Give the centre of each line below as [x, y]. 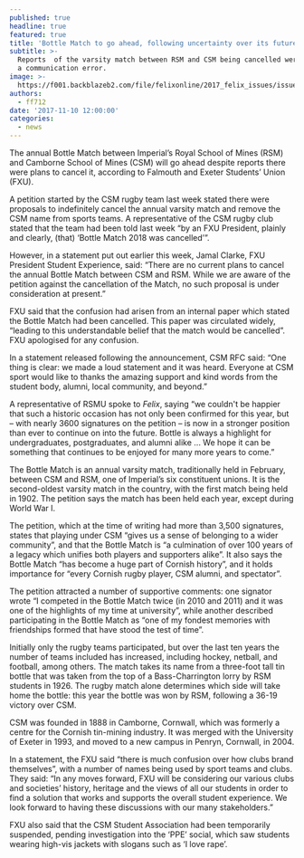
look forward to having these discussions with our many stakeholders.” [142, 807]
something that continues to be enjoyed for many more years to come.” [142, 452]
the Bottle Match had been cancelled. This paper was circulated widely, [142, 321]
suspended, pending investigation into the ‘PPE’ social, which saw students [150, 834]
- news [30, 128]
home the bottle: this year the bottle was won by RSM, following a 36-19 [143, 695]
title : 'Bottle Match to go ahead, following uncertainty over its [139, 43]
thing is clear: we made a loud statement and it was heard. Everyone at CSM [152, 367]
